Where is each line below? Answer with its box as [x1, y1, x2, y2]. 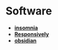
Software [5, 4, 52, 18]
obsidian [14, 37, 37, 44]
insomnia [14, 24, 38, 31]
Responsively [14, 30, 49, 37]
